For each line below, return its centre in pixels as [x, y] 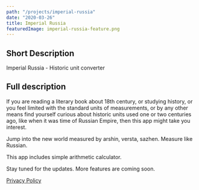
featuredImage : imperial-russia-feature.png [63, 29]
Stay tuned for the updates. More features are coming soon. [81, 169]
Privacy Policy [24, 180]
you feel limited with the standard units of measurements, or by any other [97, 108]
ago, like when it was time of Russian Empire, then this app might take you [98, 120]
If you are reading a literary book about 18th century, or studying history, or [99, 101]
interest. [17, 127]
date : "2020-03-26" [31, 18]
